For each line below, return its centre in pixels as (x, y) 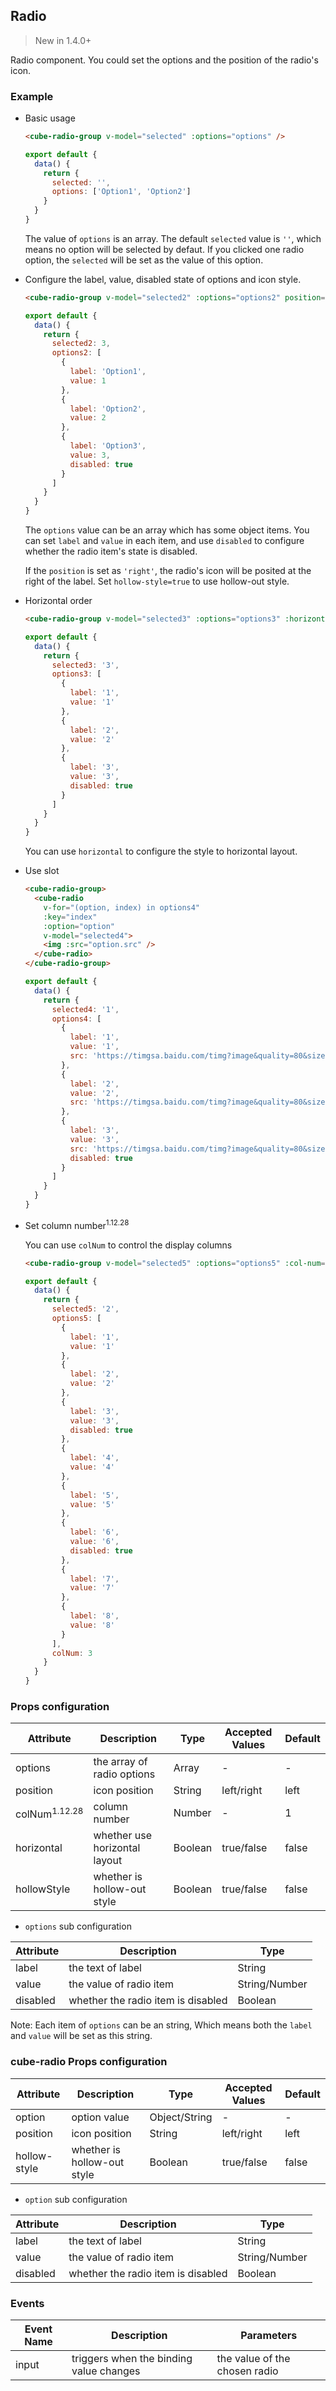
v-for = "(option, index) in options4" (122, 907)
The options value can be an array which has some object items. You (167, 530)
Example (32, 96)
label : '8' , (94, 1616)
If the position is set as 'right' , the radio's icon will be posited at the (168, 571)
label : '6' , (94, 1532)
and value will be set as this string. (81, 2036)
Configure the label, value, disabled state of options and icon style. (163, 279)
